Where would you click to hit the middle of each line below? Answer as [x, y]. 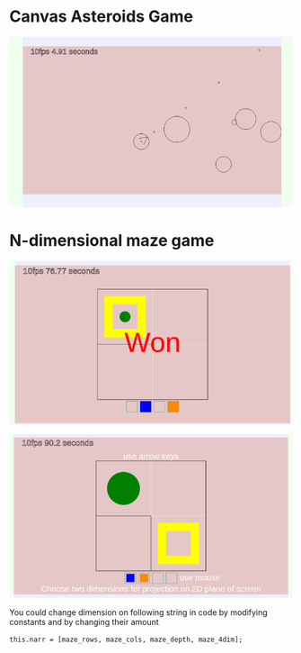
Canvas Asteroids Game [101, 17]
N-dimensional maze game [112, 241]
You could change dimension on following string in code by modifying [138, 612]
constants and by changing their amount [84, 622]
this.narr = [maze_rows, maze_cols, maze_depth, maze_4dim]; [126, 640]
